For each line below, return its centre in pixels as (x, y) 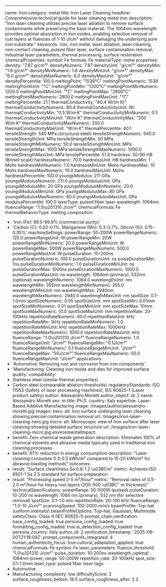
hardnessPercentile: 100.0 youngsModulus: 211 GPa (58, 176)
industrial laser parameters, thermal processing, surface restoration (74, 55)
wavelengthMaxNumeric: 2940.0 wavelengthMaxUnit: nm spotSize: (81, 295)
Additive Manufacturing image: (58, 406)
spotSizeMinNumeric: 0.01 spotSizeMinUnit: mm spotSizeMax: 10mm (82, 306)
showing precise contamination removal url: (57, 416)
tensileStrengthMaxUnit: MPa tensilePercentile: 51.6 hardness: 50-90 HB (79, 155)
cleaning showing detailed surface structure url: (61, 427)
